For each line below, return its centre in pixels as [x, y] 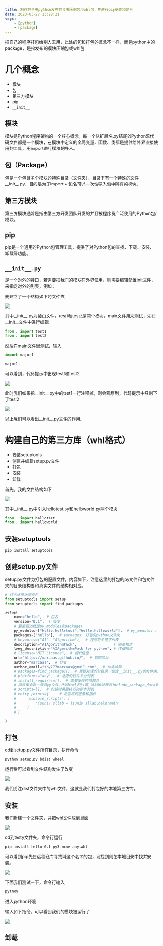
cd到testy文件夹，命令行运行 [34, 837]
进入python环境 [21, 901]
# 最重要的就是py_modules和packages [48, 626]
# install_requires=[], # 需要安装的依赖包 [57, 680]
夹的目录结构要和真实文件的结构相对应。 [45, 585]
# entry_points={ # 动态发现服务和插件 [55, 694]
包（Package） [28, 165]
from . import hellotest [30, 518]
